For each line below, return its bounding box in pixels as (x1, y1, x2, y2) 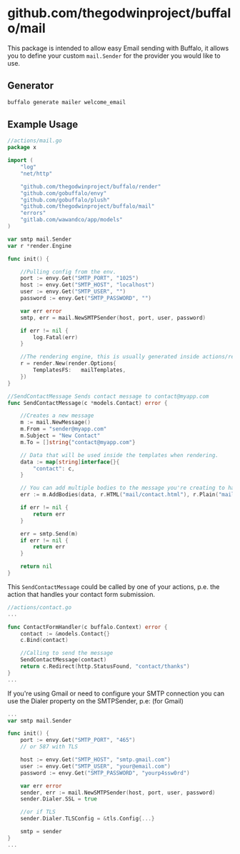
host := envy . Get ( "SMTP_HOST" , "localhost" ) (20, 281, 155, 288)
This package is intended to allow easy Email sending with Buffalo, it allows (7, 44, 229, 52)
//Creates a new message (20, 412, 94, 419)
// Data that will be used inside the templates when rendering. (20, 451, 219, 458)
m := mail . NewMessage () (20, 419, 91, 426)
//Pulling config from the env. (20, 268, 116, 276)
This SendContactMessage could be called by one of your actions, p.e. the (7, 582, 220, 591)
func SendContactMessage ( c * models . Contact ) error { (7, 399, 168, 406)
